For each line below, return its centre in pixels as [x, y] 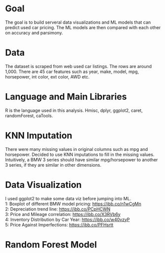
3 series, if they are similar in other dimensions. [53, 165]
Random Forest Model [51, 244]
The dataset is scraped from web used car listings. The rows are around [79, 66]
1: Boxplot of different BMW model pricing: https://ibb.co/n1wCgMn [73, 204]
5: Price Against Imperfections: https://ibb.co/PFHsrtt [59, 224]
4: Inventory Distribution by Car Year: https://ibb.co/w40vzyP [67, 219]
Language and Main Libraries [66, 97]
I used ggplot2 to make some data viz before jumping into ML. [68, 198]
